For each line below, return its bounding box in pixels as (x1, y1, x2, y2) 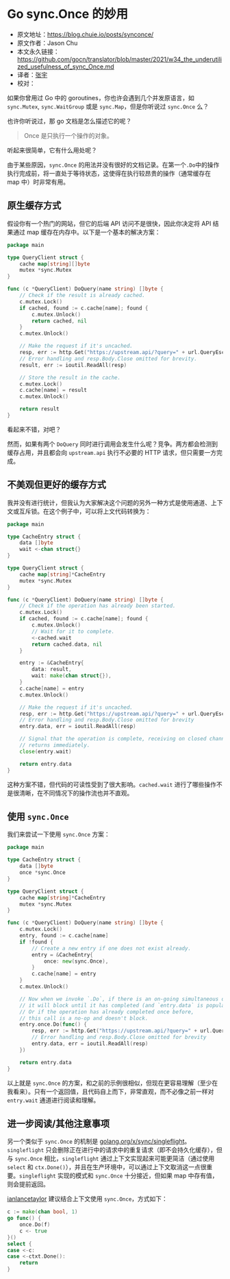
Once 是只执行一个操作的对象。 (23, 131, 113, 139)
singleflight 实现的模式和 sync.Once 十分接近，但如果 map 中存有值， (19, 1171, 218, 1180)
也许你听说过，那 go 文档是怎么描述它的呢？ (7, 117, 132, 125)
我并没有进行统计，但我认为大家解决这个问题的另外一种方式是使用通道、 (7, 498, 211, 506)
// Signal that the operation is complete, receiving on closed (19, 736, 207, 742)
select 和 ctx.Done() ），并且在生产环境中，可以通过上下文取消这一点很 (7, 1163, 207, 1171)
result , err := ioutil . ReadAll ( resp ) (19, 362, 127, 368)
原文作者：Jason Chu (16, 38, 78, 47)
